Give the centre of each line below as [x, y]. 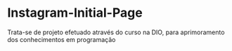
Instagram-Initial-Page [75, 13]
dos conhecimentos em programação [62, 39]
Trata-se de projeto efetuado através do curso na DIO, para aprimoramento [116, 32]
